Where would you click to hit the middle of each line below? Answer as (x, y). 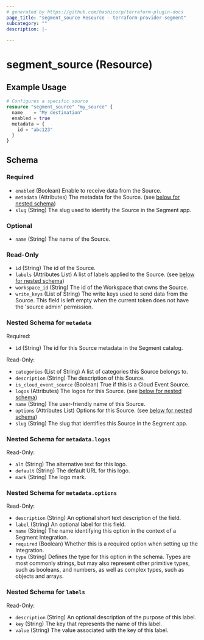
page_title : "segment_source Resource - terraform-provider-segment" (97, 18)
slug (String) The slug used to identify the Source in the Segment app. (103, 210)
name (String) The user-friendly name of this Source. (80, 404)
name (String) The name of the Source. (63, 239)
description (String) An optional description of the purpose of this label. (106, 617)
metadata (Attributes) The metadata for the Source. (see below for (97, 197)
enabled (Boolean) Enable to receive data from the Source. (88, 190)
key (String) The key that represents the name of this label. (89, 624)
